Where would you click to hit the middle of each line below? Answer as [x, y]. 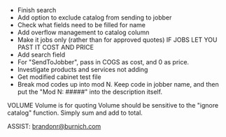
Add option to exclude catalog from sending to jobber [94, 17]
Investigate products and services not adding [83, 70]
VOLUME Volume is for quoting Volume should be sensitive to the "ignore [113, 105]
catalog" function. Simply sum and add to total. [75, 113]
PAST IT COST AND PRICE [56, 47]
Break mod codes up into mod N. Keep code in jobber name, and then [118, 84]
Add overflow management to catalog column [83, 32]
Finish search [37, 10]
